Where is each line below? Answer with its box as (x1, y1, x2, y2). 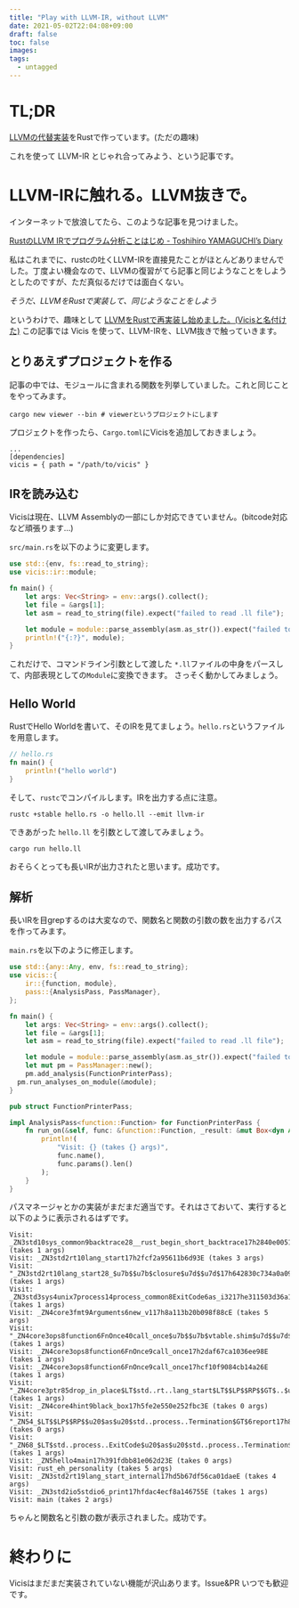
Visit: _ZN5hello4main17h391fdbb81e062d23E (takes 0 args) (9, 1457, 233, 1465)
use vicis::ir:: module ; (9, 567, 98, 577)
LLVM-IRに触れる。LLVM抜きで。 (9, 185, 256, 205)
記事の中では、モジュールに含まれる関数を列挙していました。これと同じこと (9, 380, 289, 390)
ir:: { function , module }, (25, 979, 117, 989)
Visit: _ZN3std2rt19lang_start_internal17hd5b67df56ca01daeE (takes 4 (9, 1472, 277, 1481)
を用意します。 (9, 732, 64, 743)
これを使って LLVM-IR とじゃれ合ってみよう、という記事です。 (9, 151, 238, 161)
